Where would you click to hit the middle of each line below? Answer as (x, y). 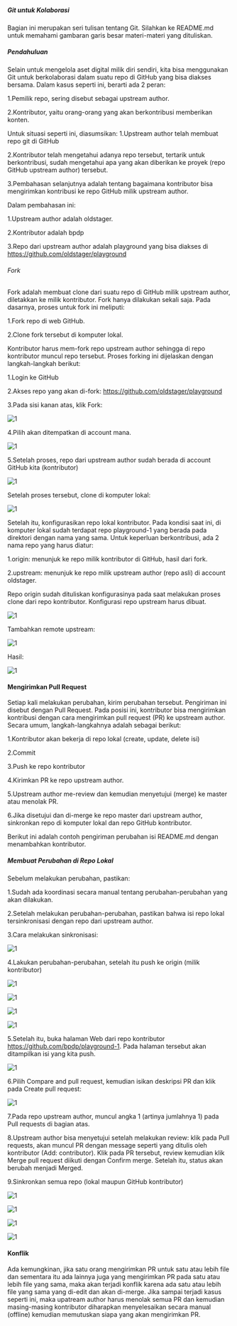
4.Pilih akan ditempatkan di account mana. (69, 433)
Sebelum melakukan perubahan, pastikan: (69, 878)
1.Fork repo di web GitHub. (46, 321)
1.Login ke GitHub (33, 377)
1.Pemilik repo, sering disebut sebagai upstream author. (88, 98)
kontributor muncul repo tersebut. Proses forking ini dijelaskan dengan (111, 356)
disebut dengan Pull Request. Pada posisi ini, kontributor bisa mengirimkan (117, 710)
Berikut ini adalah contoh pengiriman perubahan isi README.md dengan (113, 837)
